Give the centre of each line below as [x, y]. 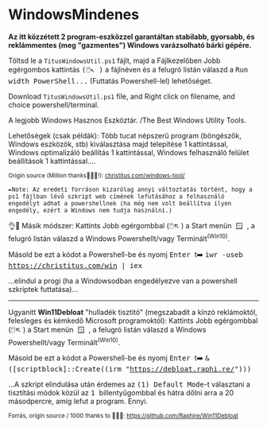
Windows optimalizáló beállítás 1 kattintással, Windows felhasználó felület [129, 152]
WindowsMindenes [74, 15]
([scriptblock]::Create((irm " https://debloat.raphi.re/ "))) [130, 369]
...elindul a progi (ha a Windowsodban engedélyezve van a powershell [123, 281]
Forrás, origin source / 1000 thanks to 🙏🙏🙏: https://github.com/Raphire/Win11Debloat [123, 416]
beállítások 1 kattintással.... [52, 161]
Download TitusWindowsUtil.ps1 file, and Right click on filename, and [122, 96]
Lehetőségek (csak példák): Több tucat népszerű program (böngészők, [125, 135]
